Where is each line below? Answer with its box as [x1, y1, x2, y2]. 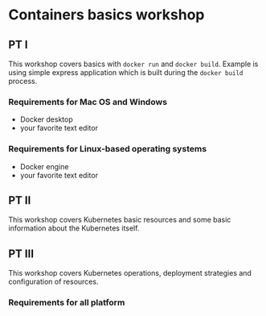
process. [8, 77, 38, 85]
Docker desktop [19, 114, 74, 124]
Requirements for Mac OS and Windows [8, 96, 167, 107]
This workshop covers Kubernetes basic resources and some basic [8, 215, 231, 225]
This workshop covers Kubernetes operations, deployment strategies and [8, 268, 252, 278]
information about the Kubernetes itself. [8, 223, 140, 233]
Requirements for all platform [8, 297, 125, 308]
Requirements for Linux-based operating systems [8, 143, 207, 155]
